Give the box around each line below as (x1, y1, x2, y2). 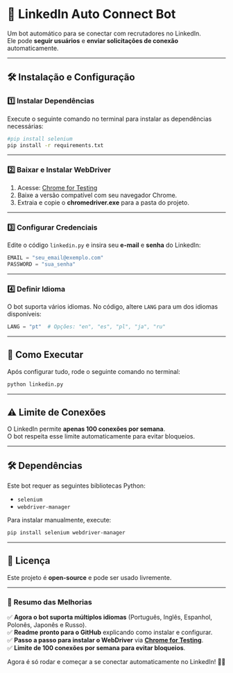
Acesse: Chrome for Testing (17, 183, 98, 191)
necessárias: (7, 121, 44, 130)
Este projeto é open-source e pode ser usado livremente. (7, 573, 172, 581)
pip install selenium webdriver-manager (7, 529, 126, 536)
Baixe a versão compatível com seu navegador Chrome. (17, 191, 178, 199)
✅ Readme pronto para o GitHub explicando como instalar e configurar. (7, 628, 213, 637)
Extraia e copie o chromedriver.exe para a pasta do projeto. (17, 198, 189, 207)
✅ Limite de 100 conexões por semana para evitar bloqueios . (7, 644, 186, 652)
